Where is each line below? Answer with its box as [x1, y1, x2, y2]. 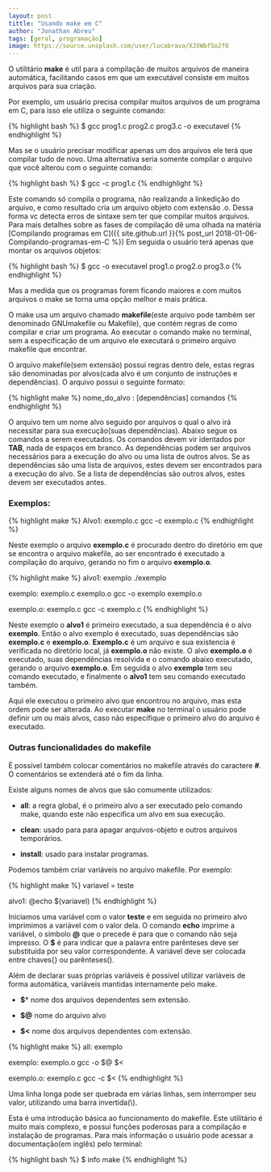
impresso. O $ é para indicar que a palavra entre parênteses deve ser [8, 937, 240, 947]
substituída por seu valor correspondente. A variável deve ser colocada [8, 946, 246, 956]
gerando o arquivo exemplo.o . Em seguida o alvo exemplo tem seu [8, 663, 232, 673]
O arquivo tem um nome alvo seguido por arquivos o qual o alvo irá [8, 418, 231, 427]
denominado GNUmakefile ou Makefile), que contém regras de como [8, 319, 238, 329]
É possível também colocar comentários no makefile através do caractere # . [8, 760, 262, 770]
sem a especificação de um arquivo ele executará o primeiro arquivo [8, 336, 236, 346]
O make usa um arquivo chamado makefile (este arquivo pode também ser [8, 310, 256, 320]
